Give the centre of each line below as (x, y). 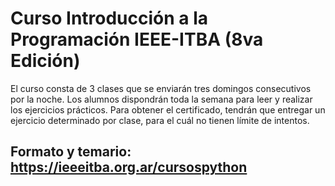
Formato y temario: (71, 152)
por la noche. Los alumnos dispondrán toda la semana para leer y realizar (161, 99)
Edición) (45, 61)
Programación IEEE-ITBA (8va (137, 39)
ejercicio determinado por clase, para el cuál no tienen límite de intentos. (160, 120)
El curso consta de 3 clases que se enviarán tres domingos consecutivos (161, 88)
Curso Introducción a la (109, 18)
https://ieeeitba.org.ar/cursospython (129, 167)
